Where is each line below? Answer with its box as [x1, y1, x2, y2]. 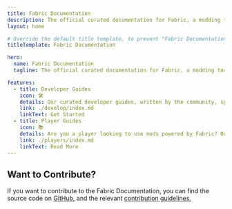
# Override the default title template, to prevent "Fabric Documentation [7, 35, 227, 42]
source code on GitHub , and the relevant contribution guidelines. [7, 194, 192, 203]
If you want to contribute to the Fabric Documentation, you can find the [7, 187, 209, 195]
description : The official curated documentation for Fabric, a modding [7, 16, 221, 23]
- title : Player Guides [13, 118, 81, 124]
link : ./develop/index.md [19, 104, 95, 112]
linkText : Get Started [19, 111, 85, 118]
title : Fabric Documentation [7, 10, 91, 17]
